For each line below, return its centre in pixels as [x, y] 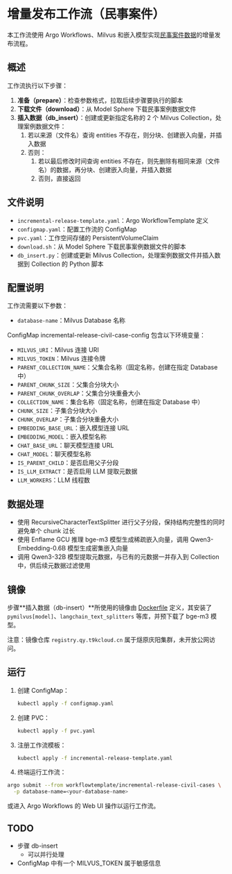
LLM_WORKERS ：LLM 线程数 [53, 480]
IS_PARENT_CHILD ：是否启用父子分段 [68, 463]
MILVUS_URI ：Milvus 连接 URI [58, 350]
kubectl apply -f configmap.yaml [65, 703]
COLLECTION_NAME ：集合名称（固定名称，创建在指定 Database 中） [110, 402]
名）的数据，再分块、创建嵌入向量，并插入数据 [105, 169]
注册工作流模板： [42, 745]
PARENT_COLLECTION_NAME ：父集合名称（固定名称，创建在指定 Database [117, 367]
